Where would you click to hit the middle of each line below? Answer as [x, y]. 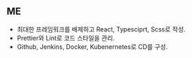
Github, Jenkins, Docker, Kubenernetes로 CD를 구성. [92, 46]
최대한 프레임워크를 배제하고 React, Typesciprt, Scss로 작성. [101, 29]
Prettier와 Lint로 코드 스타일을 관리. [66, 38]
